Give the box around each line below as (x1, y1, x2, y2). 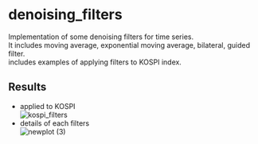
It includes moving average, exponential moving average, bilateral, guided (8, 40, 251, 49)
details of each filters (19, 118, 90, 128)
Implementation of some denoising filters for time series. (8, 32, 193, 41)
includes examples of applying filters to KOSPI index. (8, 57, 182, 67)
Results (8, 80, 47, 94)
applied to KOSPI (19, 101, 76, 111)
